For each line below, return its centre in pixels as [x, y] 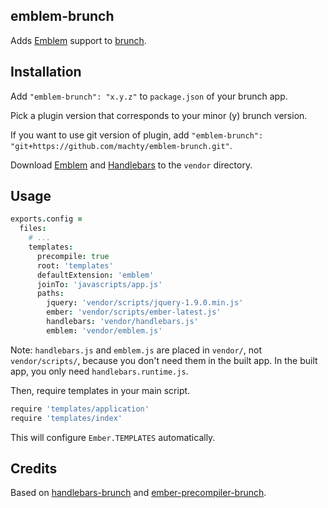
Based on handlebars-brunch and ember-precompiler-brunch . [138, 493]
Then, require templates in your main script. [100, 390]
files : [33, 229]
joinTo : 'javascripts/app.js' [99, 284]
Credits [34, 468]
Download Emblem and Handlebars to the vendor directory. [131, 165]
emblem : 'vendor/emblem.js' [104, 330]
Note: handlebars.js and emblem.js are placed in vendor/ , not [136, 350]
